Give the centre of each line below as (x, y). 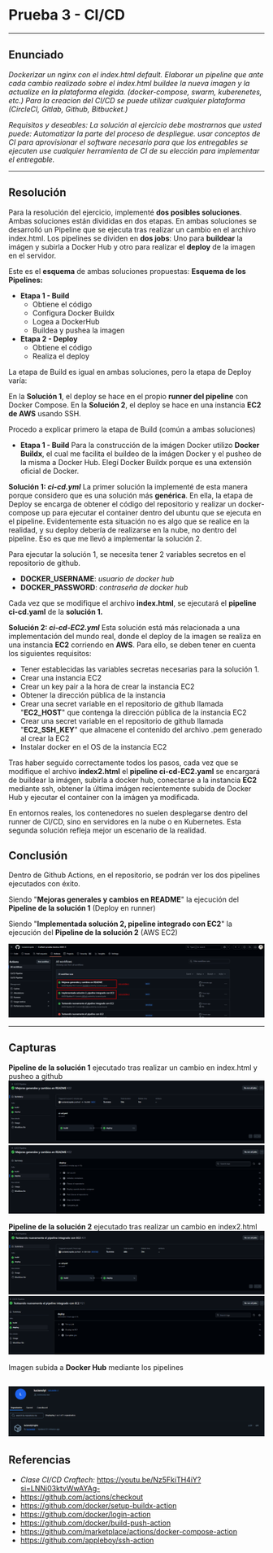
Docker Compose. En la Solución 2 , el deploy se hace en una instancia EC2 (135, 405)
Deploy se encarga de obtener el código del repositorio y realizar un (123, 504)
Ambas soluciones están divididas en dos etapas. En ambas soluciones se (133, 220)
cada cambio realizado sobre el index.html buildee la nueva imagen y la (129, 83)
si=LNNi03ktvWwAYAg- (60, 1488)
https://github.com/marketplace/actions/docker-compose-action (129, 1531)
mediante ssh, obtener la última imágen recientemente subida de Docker (130, 788)
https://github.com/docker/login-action (86, 1514)
